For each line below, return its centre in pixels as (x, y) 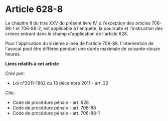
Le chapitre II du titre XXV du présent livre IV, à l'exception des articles (78, 23)
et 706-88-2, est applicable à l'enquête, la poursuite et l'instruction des (89, 28)
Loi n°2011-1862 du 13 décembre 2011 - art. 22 (60, 83)
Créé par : (15, 73)
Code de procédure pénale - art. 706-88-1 (56, 113)
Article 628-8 (34, 9)
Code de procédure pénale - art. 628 (51, 102)
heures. (13, 54)
